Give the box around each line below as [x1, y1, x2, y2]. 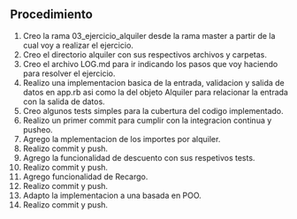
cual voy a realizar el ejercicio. [22, 40, 133, 50]
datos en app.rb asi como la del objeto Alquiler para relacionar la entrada [22, 87, 288, 97]
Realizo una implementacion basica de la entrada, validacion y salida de [22, 77, 286, 87]
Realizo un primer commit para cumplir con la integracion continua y [22, 115, 272, 125]
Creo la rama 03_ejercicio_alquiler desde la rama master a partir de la [22, 30, 276, 41]
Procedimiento [10, 7, 94, 22]
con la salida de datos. [22, 96, 105, 107]
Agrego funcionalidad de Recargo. [22, 171, 148, 182]
